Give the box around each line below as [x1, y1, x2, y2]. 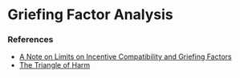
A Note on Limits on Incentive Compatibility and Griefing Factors [18, 52, 232, 61]
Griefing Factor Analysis [7, 6, 173, 24]
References [7, 34, 54, 45]
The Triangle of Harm [18, 60, 90, 70]
